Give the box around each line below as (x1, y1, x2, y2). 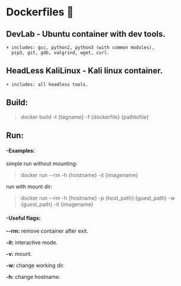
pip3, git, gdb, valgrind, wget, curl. (11, 50, 110, 56)
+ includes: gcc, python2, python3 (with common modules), (6, 44, 155, 50)
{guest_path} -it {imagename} (20, 201, 93, 208)
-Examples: (6, 147, 35, 154)
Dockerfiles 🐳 (6, 5, 74, 19)
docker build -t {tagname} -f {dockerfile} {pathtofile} (20, 113, 149, 120)
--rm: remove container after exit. (6, 227, 89, 234)
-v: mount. (6, 250, 33, 258)
